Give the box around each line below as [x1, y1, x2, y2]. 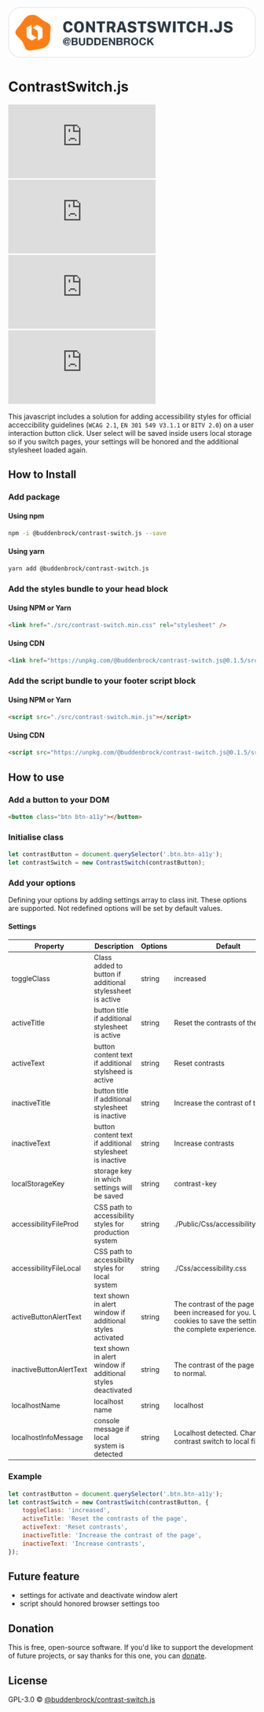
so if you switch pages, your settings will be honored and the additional [8, 437, 239, 446]
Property [34, 941, 64, 950]
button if [93, 969, 122, 979]
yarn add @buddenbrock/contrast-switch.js [8, 565, 149, 573]
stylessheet [93, 987, 132, 996]
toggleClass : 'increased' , [22, 1507, 111, 1515]
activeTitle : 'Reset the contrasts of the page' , [22, 1515, 189, 1523]
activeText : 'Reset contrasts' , [22, 1523, 128, 1531]
